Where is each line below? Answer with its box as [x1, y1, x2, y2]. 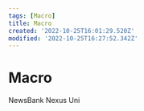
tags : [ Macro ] [8, 11, 56, 20]
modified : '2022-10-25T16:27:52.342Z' [8, 34, 138, 43]
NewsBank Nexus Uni [8, 96, 80, 105]
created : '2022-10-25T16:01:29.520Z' [8, 27, 135, 35]
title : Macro [8, 19, 52, 27]
